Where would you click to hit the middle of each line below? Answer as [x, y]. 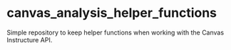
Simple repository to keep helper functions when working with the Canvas [115, 32]
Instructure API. [30, 39]
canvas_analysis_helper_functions [112, 13]
